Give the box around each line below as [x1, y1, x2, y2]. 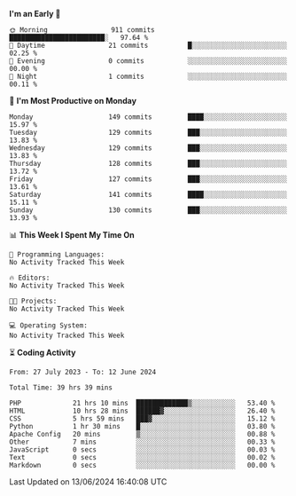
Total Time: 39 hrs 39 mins [9, 383, 113, 392]
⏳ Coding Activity [9, 347, 76, 358]
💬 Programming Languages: [9, 250, 105, 259]
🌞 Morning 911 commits [9, 26, 155, 35]
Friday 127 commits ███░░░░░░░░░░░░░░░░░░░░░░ [9, 175, 288, 184]
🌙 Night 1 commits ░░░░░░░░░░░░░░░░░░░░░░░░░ [9, 72, 288, 81]
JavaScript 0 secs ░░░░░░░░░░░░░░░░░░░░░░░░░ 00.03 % [9, 445, 276, 454]
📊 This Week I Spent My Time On [9, 230, 135, 240]
